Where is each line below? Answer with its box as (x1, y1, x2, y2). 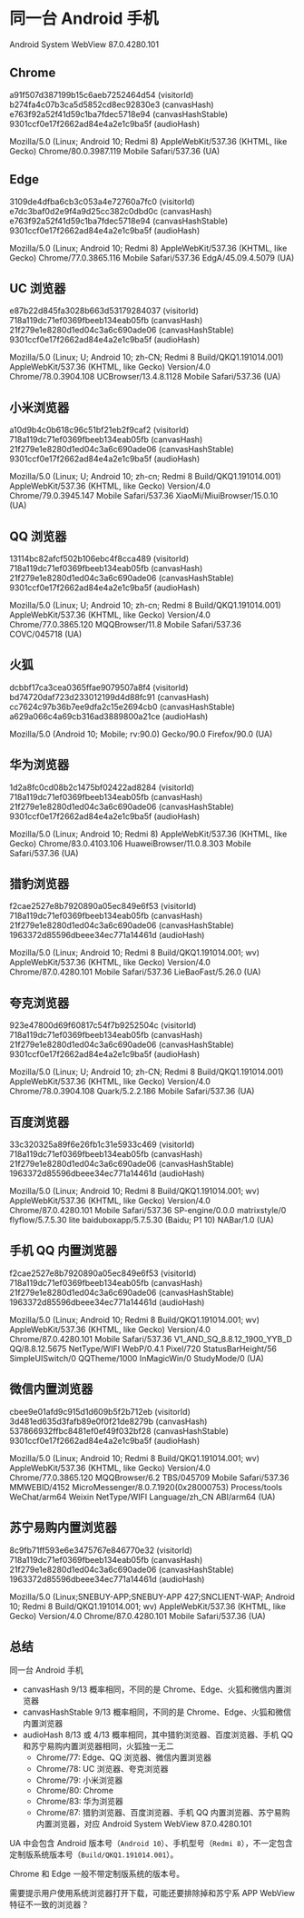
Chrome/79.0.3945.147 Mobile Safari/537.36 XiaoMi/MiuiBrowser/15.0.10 (9, 490, 279, 501)
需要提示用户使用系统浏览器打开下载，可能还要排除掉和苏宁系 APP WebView (9, 1888, 295, 1899)
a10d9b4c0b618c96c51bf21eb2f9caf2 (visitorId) (9, 424, 190, 436)
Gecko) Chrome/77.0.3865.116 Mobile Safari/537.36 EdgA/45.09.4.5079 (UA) (9, 252, 295, 263)
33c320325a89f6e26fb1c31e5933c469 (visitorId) (9, 1139, 195, 1150)
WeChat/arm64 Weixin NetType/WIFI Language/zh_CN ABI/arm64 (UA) (9, 1491, 276, 1502)
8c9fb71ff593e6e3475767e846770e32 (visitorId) (9, 1545, 193, 1556)
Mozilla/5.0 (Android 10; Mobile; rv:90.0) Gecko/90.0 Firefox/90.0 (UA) (9, 728, 273, 739)
